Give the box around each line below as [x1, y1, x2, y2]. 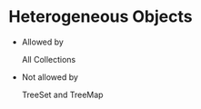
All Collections [21, 54, 76, 64]
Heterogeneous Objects [8, 6, 193, 27]
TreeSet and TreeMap [21, 89, 104, 100]
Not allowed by [21, 71, 79, 83]
